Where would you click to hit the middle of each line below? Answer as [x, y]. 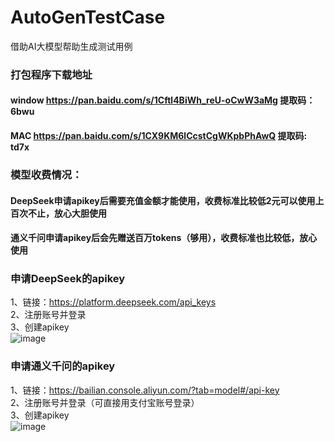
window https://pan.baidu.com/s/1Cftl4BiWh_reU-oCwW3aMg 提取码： [163, 100]
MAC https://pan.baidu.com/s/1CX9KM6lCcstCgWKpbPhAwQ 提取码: [159, 136]
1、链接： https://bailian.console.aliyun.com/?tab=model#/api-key [145, 390]
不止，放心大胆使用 [67, 213]
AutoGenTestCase [88, 17]
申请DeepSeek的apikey [68, 279]
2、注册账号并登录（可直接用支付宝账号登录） [105, 402]
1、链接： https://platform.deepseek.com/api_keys [113, 302]
